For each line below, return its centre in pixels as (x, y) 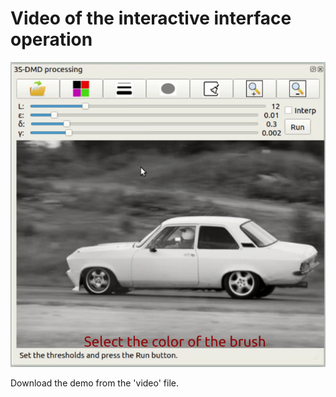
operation (51, 39)
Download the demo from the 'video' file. (95, 383)
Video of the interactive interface (151, 18)
